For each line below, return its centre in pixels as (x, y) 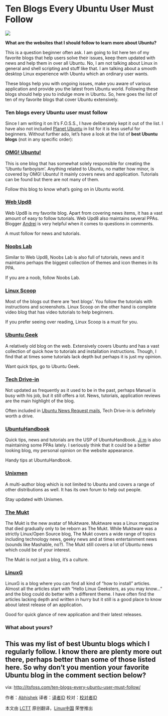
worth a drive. (20, 416)
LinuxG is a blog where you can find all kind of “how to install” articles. (78, 584)
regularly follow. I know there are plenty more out (83, 652)
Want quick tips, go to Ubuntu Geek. (43, 366)
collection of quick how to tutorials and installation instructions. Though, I (81, 351)
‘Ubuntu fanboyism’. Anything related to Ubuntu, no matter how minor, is (80, 169)
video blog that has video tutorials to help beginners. (60, 312)
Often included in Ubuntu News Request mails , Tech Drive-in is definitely (80, 411)
